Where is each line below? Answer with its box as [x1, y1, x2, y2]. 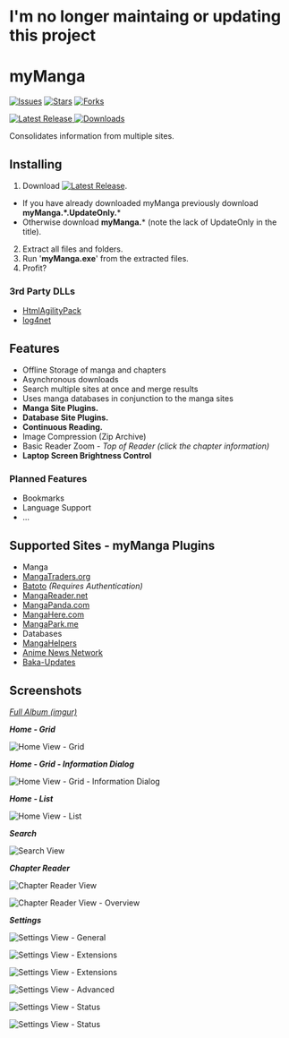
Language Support [21, 502, 92, 513]
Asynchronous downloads [21, 374, 119, 385]
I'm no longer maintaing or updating [9, 6, 282, 27]
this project [9, 25, 97, 46]
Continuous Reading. [21, 422, 103, 433]
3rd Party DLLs [9, 285, 76, 297]
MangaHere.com [21, 609, 85, 620]
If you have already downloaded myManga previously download [21, 197, 259, 208]
